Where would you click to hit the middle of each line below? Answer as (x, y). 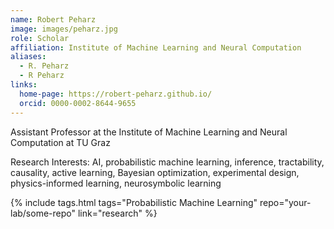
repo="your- (285, 202)
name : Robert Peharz (53, 19)
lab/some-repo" (43, 213)
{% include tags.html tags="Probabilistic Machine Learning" (134, 202)
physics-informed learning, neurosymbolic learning (116, 183)
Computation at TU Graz (60, 142)
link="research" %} (117, 213)
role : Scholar (40, 38)
